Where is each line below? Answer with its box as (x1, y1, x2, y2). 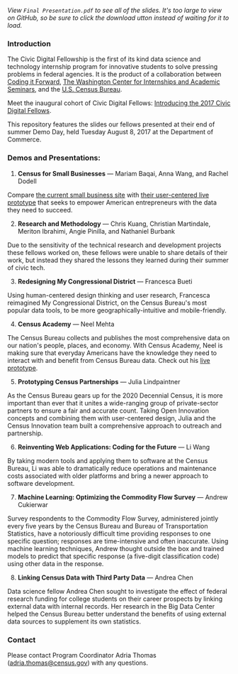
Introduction (7, 38, 51, 48)
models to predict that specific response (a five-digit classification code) (7, 552, 220, 560)
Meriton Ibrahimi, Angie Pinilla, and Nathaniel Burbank (17, 227, 176, 235)
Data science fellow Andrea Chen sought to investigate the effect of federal (7, 587, 228, 595)
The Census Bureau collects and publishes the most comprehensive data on (7, 333, 230, 342)
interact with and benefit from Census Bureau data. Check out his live (7, 356, 210, 364)
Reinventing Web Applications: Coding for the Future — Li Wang (17, 442, 210, 451)
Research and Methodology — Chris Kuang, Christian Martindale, (17, 219, 211, 228)
